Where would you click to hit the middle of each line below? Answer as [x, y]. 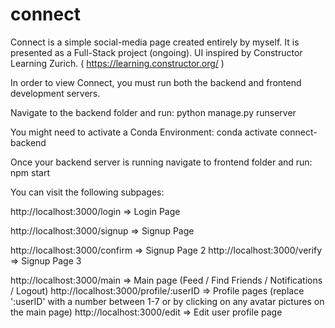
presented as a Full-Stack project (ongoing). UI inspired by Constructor [156, 52]
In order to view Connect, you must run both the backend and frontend [156, 82]
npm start [30, 172]
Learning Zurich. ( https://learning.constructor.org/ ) [117, 63]
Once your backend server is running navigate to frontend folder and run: [161, 162]
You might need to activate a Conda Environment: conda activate [144, 132]
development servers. [55, 93]
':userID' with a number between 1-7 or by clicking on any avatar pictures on [167, 301]
